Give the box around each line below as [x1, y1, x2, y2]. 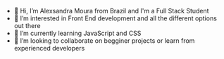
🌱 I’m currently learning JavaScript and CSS [13, 29, 142, 37]
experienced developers [13, 44, 85, 52]
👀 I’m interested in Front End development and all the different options [13, 14, 217, 22]
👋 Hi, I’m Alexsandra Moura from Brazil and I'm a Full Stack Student [13, 7, 209, 15]
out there [13, 22, 41, 29]
